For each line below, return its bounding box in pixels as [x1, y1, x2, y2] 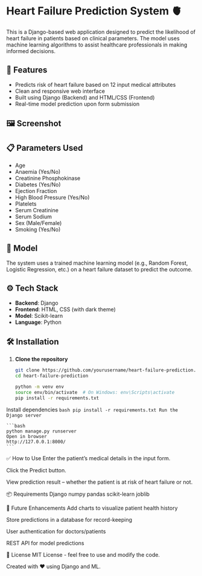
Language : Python [14, 318, 62, 326]
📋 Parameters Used [6, 142, 83, 153]
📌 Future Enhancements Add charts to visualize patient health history [6, 504, 178, 511]
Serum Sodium [14, 213, 52, 220]
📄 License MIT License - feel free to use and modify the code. [6, 551, 160, 558]
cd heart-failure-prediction [14, 373, 89, 379]
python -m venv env [14, 384, 65, 390]
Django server [6, 412, 42, 419]
